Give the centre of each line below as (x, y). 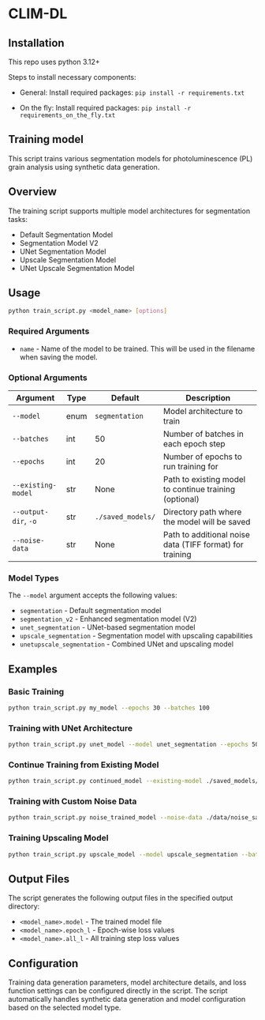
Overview (33, 192)
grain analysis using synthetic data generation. (84, 167)
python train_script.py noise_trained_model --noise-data (105, 818)
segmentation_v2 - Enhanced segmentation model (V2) (108, 619)
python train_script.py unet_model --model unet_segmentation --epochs (128, 745)
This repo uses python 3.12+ (54, 62)
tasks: (18, 219)
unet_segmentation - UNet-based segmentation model (107, 627)
